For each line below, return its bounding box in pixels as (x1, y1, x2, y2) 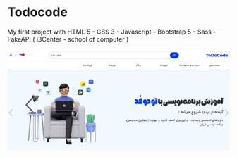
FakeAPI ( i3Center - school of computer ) (7, 34, 129, 43)
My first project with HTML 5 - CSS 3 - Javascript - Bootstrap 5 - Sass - (7, 27, 217, 36)
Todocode (7, 4, 68, 20)
